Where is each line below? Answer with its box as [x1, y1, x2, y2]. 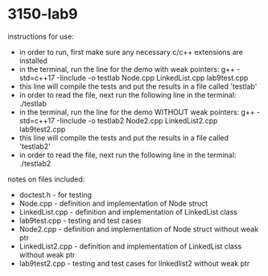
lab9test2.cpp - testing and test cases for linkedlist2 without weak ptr [19, 258, 250, 268]
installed [19, 56, 47, 65]
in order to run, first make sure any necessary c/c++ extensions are [19, 47, 243, 56]
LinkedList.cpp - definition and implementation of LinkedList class [19, 207, 238, 216]
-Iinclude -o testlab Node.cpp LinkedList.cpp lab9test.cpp [56, 73, 249, 82]
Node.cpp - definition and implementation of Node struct [19, 199, 208, 208]
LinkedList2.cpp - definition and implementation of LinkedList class [19, 241, 242, 251]
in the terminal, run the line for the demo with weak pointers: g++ [19, 64, 235, 73]
